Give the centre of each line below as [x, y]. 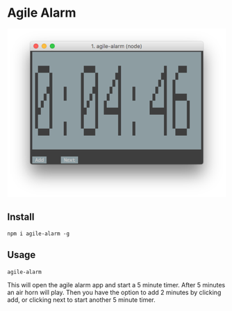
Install [21, 217]
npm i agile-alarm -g [39, 234]
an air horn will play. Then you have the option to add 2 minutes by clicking [114, 292]
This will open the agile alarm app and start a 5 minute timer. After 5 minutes [116, 285]
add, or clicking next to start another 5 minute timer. [82, 299]
